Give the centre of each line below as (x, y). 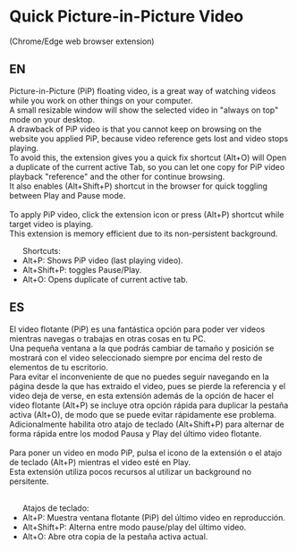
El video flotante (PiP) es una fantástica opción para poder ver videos (137, 329)
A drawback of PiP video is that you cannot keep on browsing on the (136, 129)
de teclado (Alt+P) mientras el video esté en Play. (100, 462)
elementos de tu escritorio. (59, 367)
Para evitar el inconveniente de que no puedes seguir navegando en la (139, 377)
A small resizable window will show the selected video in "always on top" (144, 110)
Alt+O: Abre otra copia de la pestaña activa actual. (115, 536)
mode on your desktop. (52, 119)
